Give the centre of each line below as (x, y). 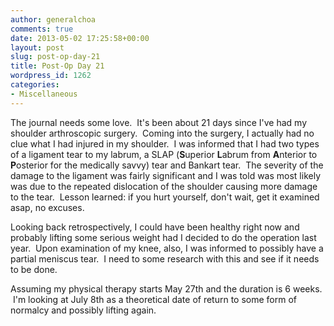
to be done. (34, 269)
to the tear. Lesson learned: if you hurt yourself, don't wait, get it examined (165, 197)
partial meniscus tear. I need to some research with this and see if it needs (165, 258)
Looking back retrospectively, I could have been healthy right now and (155, 227)
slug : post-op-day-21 (55, 57)
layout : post (37, 47)
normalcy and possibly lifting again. (83, 310)
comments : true (42, 29)
